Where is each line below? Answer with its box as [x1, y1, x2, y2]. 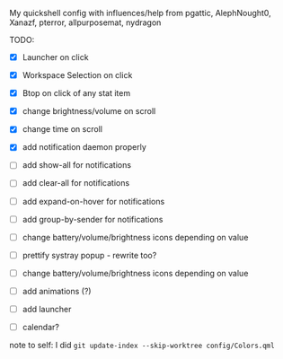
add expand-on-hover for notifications [22, 196, 165, 206]
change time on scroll [22, 124, 103, 135]
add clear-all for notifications [22, 178, 130, 188]
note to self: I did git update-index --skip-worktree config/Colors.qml [9, 340, 276, 350]
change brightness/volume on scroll [22, 106, 156, 117]
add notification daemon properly [22, 142, 146, 153]
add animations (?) [22, 285, 92, 296]
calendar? [22, 321, 60, 332]
